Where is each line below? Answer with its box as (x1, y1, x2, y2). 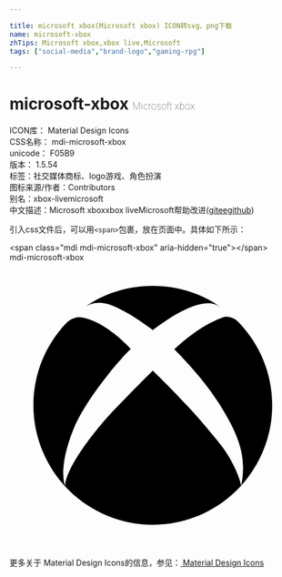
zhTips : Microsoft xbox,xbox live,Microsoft (9, 38, 181, 47)
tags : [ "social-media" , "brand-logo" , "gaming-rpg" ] (9, 46, 206, 56)
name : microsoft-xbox (9, 29, 92, 39)
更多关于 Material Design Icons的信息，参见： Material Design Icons (9, 557, 265, 569)
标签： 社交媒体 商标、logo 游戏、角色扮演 (9, 170, 162, 182)
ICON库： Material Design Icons (9, 125, 129, 137)
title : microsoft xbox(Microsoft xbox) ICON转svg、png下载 (9, 21, 233, 30)
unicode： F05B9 (9, 147, 76, 159)
